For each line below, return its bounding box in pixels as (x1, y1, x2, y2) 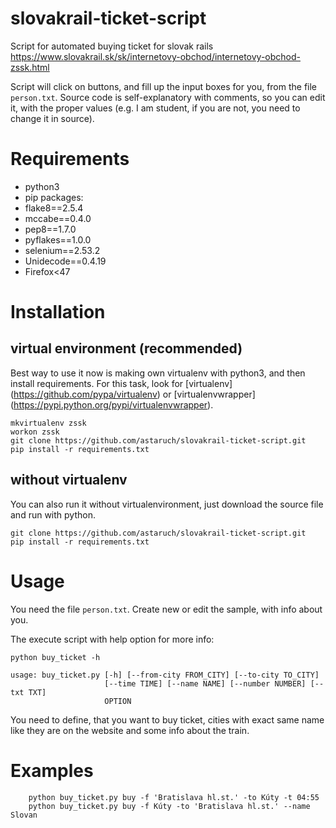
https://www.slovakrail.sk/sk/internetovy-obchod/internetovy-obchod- (10, 50, 301, 62)
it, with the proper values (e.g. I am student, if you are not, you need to (10, 102, 301, 114)
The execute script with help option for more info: (10, 633, 215, 645)
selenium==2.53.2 (24, 244, 101, 256)
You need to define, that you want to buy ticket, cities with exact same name (10, 713, 325, 726)
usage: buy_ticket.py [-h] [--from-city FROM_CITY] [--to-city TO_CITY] (10, 670, 320, 680)
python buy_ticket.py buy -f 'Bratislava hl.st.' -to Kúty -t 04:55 (28, 792, 320, 802)
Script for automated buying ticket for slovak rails (10, 40, 214, 52)
